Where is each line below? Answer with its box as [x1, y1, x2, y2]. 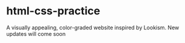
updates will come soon [6, 30, 66, 37]
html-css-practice [6, 4, 101, 18]
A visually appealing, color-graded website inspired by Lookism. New [6, 24, 180, 31]
